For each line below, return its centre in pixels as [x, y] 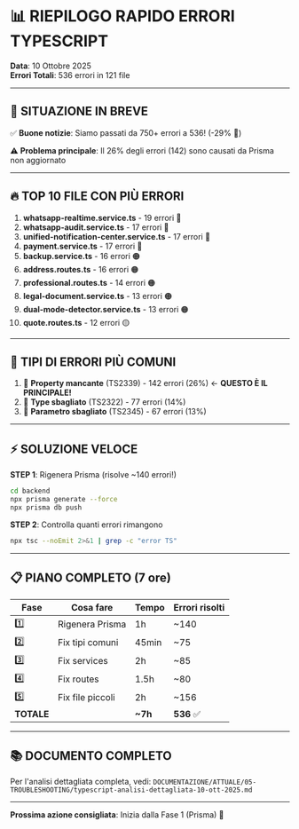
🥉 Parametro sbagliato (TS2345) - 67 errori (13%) [114, 412]
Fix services [83, 661]
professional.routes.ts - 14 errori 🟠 [89, 282]
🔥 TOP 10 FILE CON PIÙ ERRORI [97, 197]
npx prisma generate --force [64, 500]
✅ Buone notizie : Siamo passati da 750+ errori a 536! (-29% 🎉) [126, 132]
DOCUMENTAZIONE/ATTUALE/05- [205, 782]
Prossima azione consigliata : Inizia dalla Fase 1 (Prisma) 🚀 [117, 815]
